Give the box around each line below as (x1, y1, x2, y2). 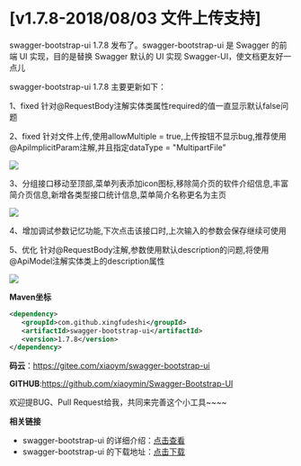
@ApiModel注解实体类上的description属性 (9, 255, 165, 266)
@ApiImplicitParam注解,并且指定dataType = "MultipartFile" (9, 141, 226, 153)
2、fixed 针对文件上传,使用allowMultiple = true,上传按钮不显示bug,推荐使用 (9, 130, 287, 141)
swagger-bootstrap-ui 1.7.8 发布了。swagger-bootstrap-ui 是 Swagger (9, 40, 270, 50)
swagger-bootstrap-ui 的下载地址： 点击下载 (22, 446, 186, 457)
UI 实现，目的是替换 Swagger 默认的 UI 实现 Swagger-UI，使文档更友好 (19, 50, 284, 61)
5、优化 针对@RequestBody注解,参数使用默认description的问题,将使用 (9, 244, 270, 255)
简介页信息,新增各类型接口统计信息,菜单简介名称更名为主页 (9, 189, 227, 200)
